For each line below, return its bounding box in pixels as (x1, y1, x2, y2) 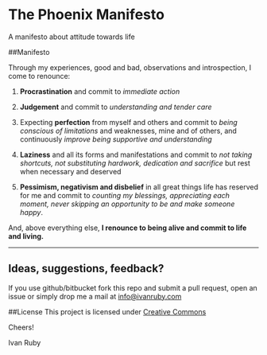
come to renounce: (8, 71, 71, 80)
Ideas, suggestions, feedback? (8, 262, 164, 275)
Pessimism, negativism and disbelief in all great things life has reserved (19, 181, 259, 192)
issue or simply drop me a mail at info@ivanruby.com (8, 291, 182, 301)
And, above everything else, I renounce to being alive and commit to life (8, 223, 247, 232)
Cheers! (8, 322, 34, 332)
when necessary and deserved (19, 166, 122, 176)
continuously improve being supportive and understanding (19, 134, 212, 144)
